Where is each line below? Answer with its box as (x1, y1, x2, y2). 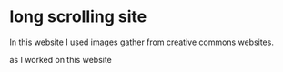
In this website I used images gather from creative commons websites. (9, 36, 275, 47)
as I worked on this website (9, 54, 112, 65)
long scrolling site (9, 6, 147, 27)
